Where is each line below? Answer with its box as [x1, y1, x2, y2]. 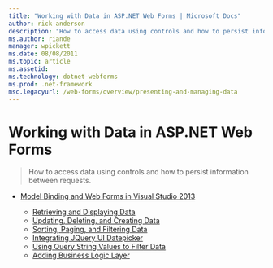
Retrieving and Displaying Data [32, 207, 136, 217]
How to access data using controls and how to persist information [28, 167, 249, 177]
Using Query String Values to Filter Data [32, 242, 167, 252]
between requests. [28, 176, 92, 186]
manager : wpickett [8, 42, 71, 51]
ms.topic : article [8, 58, 71, 66]
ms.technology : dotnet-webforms [8, 72, 118, 81]
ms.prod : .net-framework [8, 80, 93, 88]
